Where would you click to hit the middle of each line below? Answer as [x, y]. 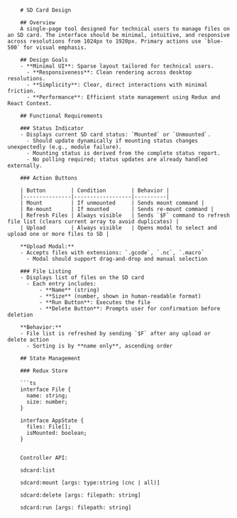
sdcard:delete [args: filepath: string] [81, 495]
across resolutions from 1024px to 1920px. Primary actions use [104, 41]
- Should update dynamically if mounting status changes [112, 141]
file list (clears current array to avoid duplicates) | [93, 222]
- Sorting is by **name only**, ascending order [99, 346]
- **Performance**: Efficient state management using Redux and [123, 97]
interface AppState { [52, 421]
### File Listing [46, 271]
